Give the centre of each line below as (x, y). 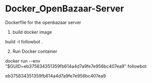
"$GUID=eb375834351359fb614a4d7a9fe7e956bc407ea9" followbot (76, 66)
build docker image (32, 32)
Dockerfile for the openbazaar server (43, 22)
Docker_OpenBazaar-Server (65, 9)
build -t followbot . (24, 41)
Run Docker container (35, 51)
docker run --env (23, 61)
